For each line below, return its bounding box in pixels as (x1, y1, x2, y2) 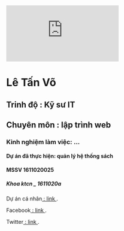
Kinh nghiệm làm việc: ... (6, 138, 80, 146)
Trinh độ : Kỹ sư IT (6, 99, 75, 110)
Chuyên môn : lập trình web (6, 120, 111, 130)
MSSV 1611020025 (6, 166, 55, 174)
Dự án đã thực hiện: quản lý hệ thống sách (6, 153, 114, 160)
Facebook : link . (6, 206, 47, 214)
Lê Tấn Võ (6, 76, 56, 89)
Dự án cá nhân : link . (6, 195, 59, 202)
